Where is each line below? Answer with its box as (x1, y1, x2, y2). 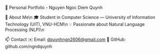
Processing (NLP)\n (5, 27, 45, 33)
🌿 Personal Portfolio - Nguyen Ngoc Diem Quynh (5, 5, 103, 10)
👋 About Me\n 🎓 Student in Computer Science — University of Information (5, 15, 156, 20)
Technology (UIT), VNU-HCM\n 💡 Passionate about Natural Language (5, 21, 145, 27)
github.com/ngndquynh (5, 44, 53, 49)
